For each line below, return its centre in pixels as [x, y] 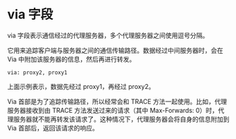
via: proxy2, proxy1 [38, 72]
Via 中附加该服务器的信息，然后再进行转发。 [72, 59]
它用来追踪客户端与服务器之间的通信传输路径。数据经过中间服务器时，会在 [115, 50]
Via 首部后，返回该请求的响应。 [53, 128]
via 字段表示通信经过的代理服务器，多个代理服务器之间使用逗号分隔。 [108, 35]
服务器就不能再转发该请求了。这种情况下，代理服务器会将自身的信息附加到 [121, 119]
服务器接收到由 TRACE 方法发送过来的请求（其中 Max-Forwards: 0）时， [113, 110]
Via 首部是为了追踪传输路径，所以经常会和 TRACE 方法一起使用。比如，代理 [117, 101]
